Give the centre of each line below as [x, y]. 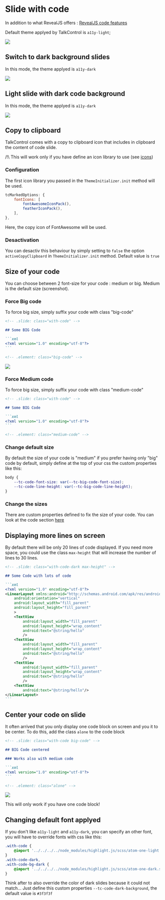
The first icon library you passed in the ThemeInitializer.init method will [80, 181]
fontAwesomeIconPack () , [47, 204]
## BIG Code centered [27, 750]
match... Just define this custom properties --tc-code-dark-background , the [81, 888]
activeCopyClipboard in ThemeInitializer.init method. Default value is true [82, 256]
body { [12, 478]
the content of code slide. [31, 148]
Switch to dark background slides [57, 57]
